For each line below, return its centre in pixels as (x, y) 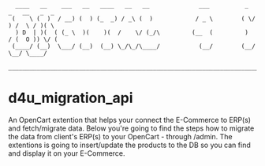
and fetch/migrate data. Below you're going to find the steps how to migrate (131, 128)
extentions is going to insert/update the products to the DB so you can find (129, 145)
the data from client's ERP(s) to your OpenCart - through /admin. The (120, 136)
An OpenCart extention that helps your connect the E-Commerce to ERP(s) (129, 120)
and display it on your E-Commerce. (67, 153)
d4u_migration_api (71, 98)
